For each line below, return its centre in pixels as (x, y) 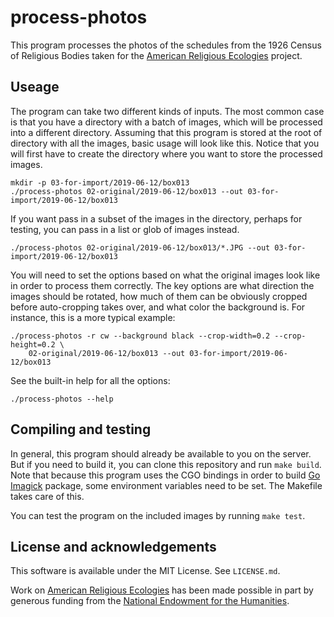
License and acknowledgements (113, 546)
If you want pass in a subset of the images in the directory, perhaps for (156, 218)
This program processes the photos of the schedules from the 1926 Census (166, 45)
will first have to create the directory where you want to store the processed (166, 153)
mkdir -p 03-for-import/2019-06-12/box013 (100, 182)
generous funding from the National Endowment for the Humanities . (150, 601)
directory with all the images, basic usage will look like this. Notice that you (165, 143)
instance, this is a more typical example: (93, 317)
